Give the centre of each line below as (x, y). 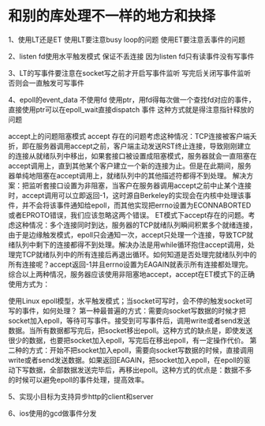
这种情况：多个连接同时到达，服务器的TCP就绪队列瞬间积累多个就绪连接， (136, 225)
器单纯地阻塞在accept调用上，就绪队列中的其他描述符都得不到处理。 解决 (127, 175)
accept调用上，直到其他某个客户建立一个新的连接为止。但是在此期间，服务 (130, 166)
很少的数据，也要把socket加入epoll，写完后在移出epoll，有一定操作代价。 (128, 340)
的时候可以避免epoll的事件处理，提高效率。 (78, 379)
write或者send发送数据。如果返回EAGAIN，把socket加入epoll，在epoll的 (126, 360)
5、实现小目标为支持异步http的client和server (81, 396)
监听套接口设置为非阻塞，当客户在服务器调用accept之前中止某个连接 (140, 185)
